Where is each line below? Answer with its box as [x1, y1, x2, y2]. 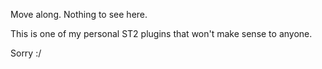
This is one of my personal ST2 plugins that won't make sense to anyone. [10, 28, 313, 39]
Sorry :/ [10, 47, 42, 59]
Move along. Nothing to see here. [10, 9, 148, 20]
